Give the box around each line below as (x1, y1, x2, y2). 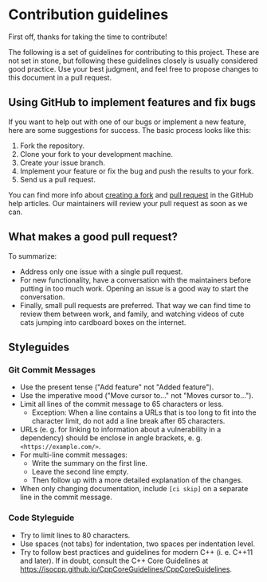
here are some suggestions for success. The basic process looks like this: (8, 125, 251, 135)
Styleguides (8, 340, 70, 353)
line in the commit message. (19, 492, 113, 502)
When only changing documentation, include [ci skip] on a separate (19, 484, 249, 494)
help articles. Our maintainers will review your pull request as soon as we (8, 198, 248, 208)
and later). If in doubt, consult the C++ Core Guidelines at (19, 556, 209, 565)
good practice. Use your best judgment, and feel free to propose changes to (8, 64, 259, 73)
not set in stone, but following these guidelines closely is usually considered (8, 56, 258, 65)
